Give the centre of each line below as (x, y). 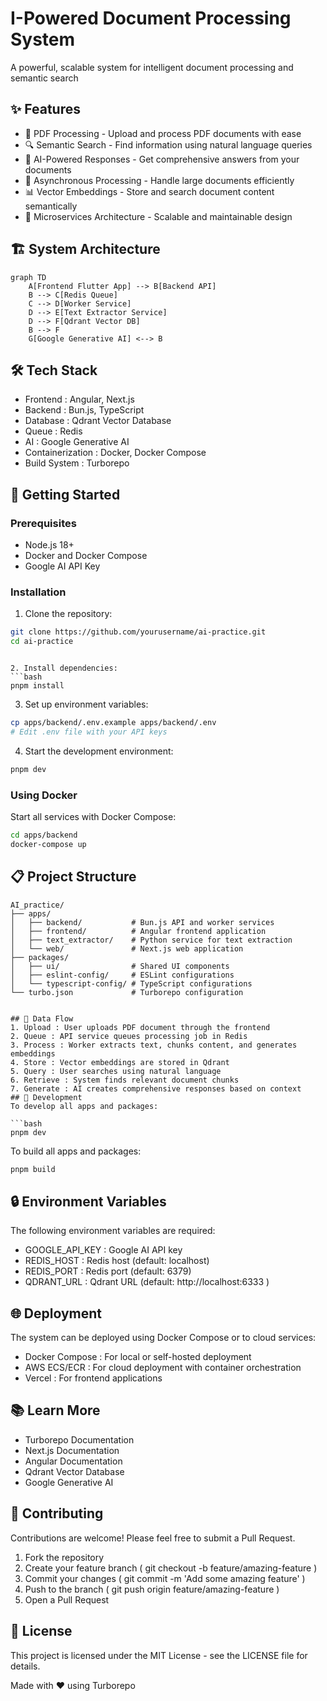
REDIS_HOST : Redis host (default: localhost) (117, 1261)
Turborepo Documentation (79, 1439)
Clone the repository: (68, 614)
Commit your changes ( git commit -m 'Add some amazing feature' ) (165, 1578)
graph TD (28, 277)
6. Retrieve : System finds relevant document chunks (125, 1080)
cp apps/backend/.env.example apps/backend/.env (113, 723)
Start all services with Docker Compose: (93, 817)
